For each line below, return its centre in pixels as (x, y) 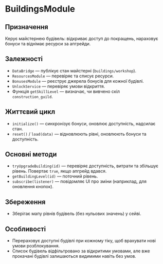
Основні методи (31, 154)
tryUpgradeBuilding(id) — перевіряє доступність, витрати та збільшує (85, 166)
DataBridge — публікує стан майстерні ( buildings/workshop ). (74, 70)
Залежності (24, 59)
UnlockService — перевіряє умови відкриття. (58, 86)
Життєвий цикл (30, 112)
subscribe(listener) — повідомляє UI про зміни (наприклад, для (79, 181)
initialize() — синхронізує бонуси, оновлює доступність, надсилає (84, 123)
